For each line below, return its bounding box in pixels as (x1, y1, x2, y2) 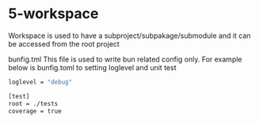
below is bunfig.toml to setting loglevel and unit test (8, 62, 177, 72)
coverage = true (8, 107, 62, 115)
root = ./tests (8, 99, 59, 107)
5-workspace (8, 5, 99, 23)
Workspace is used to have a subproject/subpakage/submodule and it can (8, 31, 251, 40)
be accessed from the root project (8, 39, 120, 48)
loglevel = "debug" (8, 78, 73, 86)
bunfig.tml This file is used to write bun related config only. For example (8, 54, 243, 64)
